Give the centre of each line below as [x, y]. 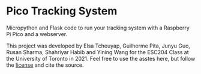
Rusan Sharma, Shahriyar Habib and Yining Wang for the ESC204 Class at [97, 52]
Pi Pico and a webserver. [37, 34]
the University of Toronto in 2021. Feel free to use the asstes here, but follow [101, 58]
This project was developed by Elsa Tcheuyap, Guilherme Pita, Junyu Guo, [98, 46]
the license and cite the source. [45, 65]
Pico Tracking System [62, 11]
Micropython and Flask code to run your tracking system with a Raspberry [98, 28]
